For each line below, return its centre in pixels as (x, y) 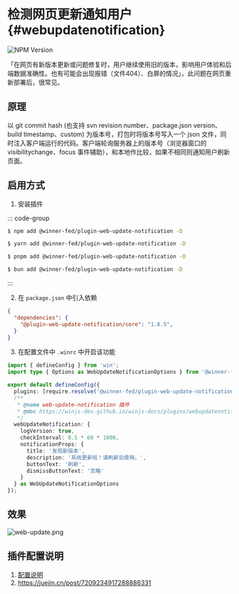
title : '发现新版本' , (55, 451)
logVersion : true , (47, 431)
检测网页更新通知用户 (70, 15)
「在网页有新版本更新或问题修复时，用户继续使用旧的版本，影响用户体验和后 (119, 64)
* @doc (27, 411)
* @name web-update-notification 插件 (73, 405)
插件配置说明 (36, 556)
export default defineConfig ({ (54, 385)
